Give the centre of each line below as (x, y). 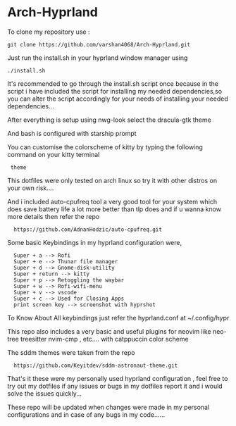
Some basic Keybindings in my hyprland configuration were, (94, 242)
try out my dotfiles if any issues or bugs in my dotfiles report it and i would (115, 386)
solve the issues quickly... (45, 393)
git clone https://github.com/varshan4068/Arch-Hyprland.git (99, 44)
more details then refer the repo (54, 216)
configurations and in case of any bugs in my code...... (86, 414)
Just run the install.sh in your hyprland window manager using (98, 58)
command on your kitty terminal (54, 154)
